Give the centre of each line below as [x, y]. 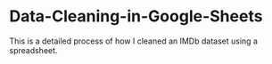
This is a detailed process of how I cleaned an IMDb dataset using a [134, 41]
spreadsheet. [33, 50]
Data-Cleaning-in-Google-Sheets [136, 16]
